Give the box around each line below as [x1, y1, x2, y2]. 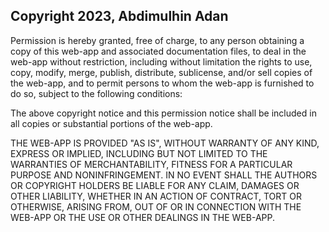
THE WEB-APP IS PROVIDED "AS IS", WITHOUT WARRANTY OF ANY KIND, [10, 137, 320, 149]
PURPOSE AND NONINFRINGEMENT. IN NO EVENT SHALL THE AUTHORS [10, 169, 318, 181]
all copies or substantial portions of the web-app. [10, 117, 213, 129]
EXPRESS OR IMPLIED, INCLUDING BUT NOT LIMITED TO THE [10, 147, 268, 159]
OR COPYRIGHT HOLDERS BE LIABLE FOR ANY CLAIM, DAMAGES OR [10, 179, 300, 191]
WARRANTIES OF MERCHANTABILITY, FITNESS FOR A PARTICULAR [10, 158, 293, 170]
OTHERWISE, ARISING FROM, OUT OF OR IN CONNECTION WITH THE [10, 200, 302, 213]
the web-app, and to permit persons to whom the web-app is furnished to [10, 77, 315, 89]
